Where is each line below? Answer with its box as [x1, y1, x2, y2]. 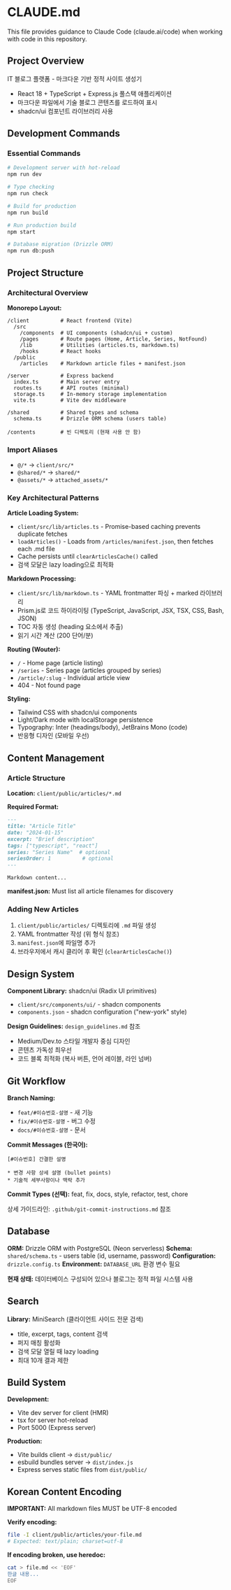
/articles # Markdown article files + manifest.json [20, 360, 186, 367]
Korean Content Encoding [7, 1486, 122, 1498]
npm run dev [7, 171, 42, 178]
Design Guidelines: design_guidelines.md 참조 [7, 1022, 141, 1030]
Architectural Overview [7, 288, 89, 297]
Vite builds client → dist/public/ [17, 1451, 112, 1459]
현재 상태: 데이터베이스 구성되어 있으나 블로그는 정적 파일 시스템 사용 [7, 1275, 193, 1283]
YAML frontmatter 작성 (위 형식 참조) [17, 930, 120, 938]
